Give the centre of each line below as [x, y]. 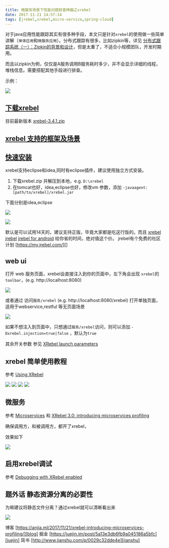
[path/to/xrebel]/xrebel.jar [43, 192]
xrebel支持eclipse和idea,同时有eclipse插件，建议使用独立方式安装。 [76, 170]
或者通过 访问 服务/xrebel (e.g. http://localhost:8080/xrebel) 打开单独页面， [83, 301]
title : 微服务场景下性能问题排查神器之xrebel [48, 10]
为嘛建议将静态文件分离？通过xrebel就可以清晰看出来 [60, 508]
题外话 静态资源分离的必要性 [49, 495]
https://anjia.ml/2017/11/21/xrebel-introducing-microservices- [80, 528]
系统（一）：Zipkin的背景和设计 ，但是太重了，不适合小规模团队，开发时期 [86, 47]
